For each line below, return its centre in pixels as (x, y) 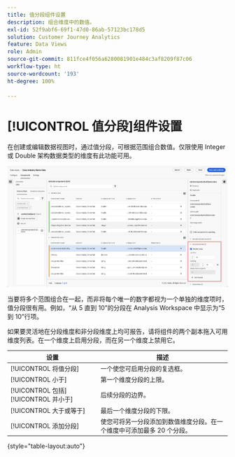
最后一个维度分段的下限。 (137, 410)
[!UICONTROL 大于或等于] (48, 410)
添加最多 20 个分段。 (161, 430)
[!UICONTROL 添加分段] (45, 426)
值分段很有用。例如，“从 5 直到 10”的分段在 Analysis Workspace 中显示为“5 (116, 308)
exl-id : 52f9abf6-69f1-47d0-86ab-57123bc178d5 (76, 29)
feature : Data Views (37, 44)
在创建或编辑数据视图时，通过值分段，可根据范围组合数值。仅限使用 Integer (116, 147)
